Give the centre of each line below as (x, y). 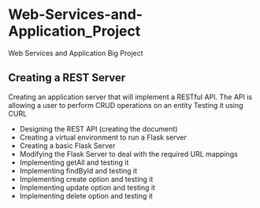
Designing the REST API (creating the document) (98, 128)
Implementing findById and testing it (78, 170)
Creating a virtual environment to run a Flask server (103, 137)
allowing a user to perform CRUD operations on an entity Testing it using (126, 105)
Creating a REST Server (67, 78)
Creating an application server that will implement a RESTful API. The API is (130, 97)
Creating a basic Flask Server (67, 145)
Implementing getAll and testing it (74, 162)
